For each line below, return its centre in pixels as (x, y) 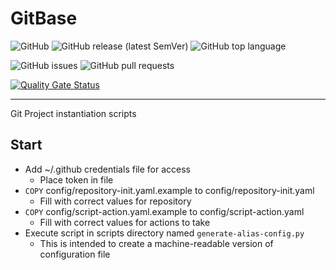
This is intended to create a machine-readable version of (156, 243)
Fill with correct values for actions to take (125, 222)
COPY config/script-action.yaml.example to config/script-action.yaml (164, 211)
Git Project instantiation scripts (73, 113)
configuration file (75, 254)
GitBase (44, 18)
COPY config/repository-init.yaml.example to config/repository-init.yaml (169, 190)
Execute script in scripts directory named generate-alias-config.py (164, 233)
